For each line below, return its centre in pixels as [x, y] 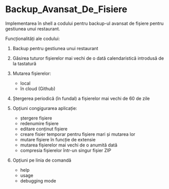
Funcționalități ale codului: [32, 39]
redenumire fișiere [39, 123]
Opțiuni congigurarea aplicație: [45, 108]
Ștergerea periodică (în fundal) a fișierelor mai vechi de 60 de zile [81, 98]
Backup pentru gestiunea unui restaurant [55, 48]
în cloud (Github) [38, 88]
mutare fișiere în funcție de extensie [58, 139]
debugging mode [38, 180]
